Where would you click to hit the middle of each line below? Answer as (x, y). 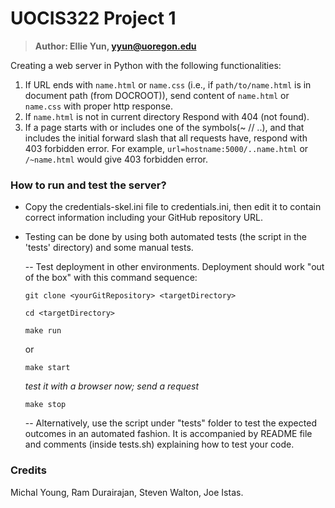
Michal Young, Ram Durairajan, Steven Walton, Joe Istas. (127, 492)
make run (43, 331)
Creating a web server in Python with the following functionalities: (146, 65)
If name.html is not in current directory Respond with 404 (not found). (167, 116)
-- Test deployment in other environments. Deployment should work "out (174, 267)
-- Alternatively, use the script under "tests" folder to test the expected (170, 423)
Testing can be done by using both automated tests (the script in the (165, 237)
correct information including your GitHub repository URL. (144, 218)
